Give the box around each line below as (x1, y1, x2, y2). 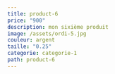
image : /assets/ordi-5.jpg (7, 30, 87, 37)
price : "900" (7, 17, 46, 24)
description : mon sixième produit (7, 23, 109, 30)
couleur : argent (7, 37, 55, 44)
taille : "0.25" (7, 43, 52, 50)
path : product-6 (7, 56, 55, 63)
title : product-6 (7, 10, 59, 18)
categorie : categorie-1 (7, 50, 78, 57)
